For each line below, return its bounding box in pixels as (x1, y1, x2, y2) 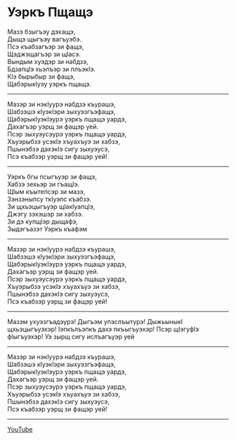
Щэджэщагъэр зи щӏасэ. (7, 50, 81, 58)
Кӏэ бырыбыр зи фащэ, (7, 72, 75, 81)
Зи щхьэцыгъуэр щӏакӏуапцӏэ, (7, 202, 96, 211)
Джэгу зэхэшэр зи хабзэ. (7, 209, 84, 218)
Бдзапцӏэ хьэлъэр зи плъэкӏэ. (7, 65, 96, 73)
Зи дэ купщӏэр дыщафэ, (7, 217, 79, 226)
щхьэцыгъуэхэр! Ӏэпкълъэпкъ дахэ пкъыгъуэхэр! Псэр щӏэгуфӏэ (7, 325, 199, 333)
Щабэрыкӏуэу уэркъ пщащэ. (7, 79, 91, 88)
